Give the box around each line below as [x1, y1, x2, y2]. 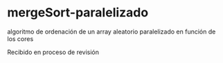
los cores [7, 34, 34, 42]
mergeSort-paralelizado [7, 5, 149, 21]
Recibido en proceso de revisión [7, 48, 99, 56]
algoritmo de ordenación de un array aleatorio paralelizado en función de [7, 27, 216, 36]
